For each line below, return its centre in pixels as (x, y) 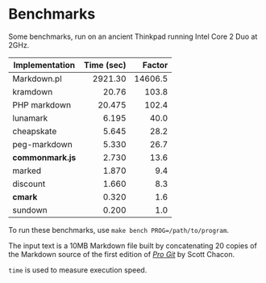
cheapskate (35, 131)
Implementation (44, 65)
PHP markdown (42, 104)
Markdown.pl (37, 78)
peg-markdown (42, 144)
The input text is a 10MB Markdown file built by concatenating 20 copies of (133, 245)
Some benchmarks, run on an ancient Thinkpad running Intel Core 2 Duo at (133, 36)
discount (29, 184)
